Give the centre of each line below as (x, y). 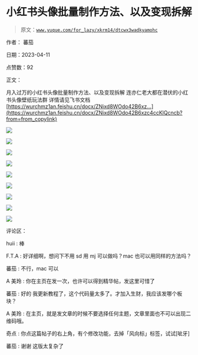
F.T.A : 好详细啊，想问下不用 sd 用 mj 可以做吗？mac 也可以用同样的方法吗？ (99, 256)
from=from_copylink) (32, 119)
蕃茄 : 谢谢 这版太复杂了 (35, 346)
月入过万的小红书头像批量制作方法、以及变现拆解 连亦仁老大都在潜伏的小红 (97, 92)
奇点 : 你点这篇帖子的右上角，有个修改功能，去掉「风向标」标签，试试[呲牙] (98, 333)
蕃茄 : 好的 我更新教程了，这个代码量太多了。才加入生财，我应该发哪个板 (94, 294)
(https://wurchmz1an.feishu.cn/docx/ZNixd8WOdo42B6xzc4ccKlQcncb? (94, 112)
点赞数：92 (20, 67)
